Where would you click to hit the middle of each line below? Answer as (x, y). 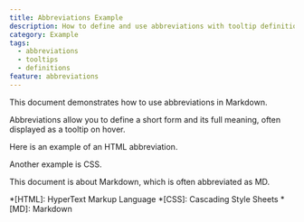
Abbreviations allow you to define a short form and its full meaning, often (145, 119)
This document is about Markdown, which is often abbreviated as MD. (140, 181)
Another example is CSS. (56, 164)
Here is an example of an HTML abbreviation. (94, 146)
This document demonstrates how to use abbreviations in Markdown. (139, 102)
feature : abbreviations (54, 77)
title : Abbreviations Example (66, 18)
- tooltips (38, 60)
